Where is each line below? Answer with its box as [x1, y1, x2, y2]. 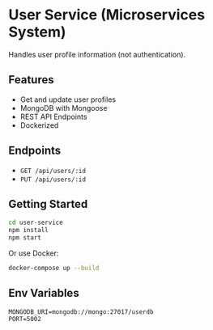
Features [8, 73, 54, 87]
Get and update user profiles [19, 95, 116, 104]
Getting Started [8, 197, 88, 211]
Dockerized [19, 120, 59, 130]
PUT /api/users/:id [19, 176, 87, 184]
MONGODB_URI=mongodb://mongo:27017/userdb [8, 307, 154, 316]
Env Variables [8, 286, 79, 300]
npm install [8, 226, 49, 235]
